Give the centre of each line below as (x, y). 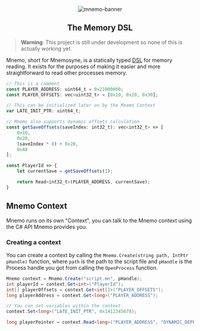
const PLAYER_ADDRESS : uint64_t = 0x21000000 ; (65, 89)
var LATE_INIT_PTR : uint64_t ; (44, 111)
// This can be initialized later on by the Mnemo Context (81, 105)
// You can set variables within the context (63, 306)
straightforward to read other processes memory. (67, 73)
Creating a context (34, 242)
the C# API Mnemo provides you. (47, 227)
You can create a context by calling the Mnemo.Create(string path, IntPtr (97, 255)
